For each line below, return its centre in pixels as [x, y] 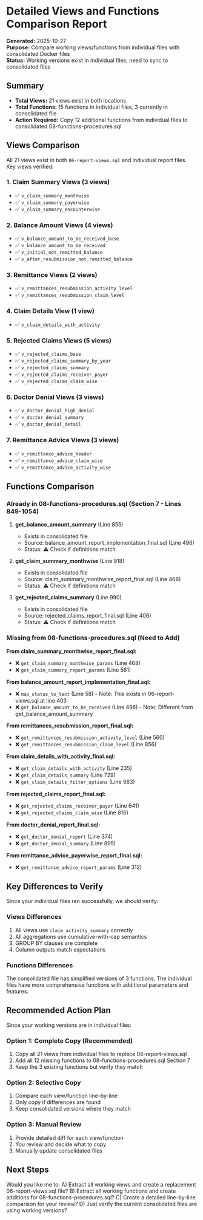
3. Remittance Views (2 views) [52, 275]
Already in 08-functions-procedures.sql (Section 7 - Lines [94, 503]
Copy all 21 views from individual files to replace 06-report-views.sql [101, 1054]
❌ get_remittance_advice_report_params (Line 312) [78, 867]
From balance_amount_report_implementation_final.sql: [78, 682]
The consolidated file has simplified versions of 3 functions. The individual [99, 978]
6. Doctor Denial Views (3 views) [55, 397]
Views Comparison [43, 145]
